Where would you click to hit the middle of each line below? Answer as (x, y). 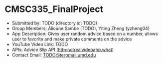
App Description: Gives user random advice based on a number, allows (85, 33)
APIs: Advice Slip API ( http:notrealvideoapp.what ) (63, 49)
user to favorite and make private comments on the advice (72, 39)
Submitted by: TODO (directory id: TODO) (55, 23)
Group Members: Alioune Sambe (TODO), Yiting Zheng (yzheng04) (81, 28)
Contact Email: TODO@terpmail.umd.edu (54, 55)
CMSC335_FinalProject (54, 9)
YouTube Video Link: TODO (40, 44)
